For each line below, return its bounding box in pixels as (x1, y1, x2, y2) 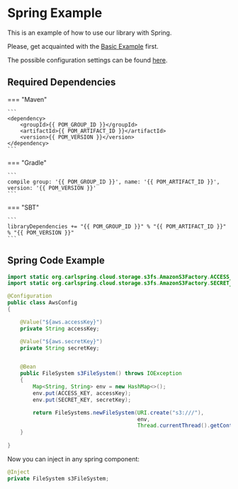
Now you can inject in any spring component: (7, 454, 140, 463)
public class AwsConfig (7, 299, 78, 306)
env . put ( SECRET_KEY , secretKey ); (33, 396, 132, 403)
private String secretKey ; (20, 345, 100, 352)
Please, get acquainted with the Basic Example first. (7, 42, 159, 50)
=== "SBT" (7, 203, 40, 212)
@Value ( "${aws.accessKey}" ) (20, 318, 103, 326)
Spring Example (7, 5, 103, 21)
